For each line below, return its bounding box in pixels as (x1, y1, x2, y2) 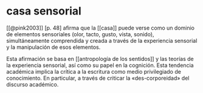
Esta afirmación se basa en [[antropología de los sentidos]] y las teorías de (6, 55, 194, 62)
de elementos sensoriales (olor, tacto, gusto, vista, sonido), (6, 30, 154, 37)
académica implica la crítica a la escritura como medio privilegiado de (6, 68, 181, 75)
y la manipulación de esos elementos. (6, 43, 101, 51)
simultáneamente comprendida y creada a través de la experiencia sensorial (6, 37, 198, 44)
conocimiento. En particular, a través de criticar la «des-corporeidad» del (6, 74, 190, 82)
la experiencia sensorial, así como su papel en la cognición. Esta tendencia (6, 62, 194, 69)
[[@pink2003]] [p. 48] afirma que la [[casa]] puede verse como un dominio (6, 24, 194, 31)
